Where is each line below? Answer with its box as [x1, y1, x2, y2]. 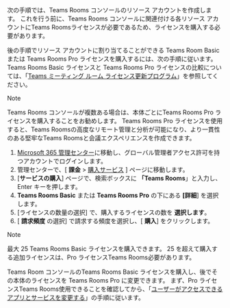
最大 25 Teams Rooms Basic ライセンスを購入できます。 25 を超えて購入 [7, 245, 212, 253]
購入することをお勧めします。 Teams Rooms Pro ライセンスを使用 [36, 117, 223, 125]
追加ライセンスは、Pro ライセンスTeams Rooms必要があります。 [12, 253, 196, 261]
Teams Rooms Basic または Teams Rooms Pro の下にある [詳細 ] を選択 [16, 191, 219, 199]
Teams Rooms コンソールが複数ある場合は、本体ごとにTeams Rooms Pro [7, 108, 214, 116]
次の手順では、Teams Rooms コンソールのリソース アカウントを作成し [7, 6, 207, 14]
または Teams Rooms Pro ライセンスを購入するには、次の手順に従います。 [7, 55, 217, 63]
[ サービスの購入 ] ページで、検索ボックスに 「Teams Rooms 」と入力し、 [16, 174, 222, 182]
